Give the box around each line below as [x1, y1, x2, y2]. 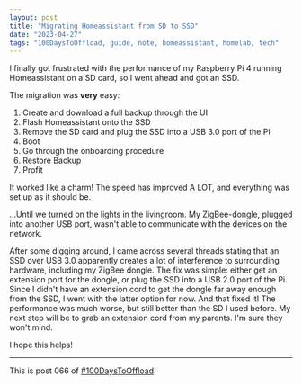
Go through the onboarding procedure [22, 146, 164, 157]
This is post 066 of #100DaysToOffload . [9, 365, 156, 376]
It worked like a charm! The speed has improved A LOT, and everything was [9, 182, 290, 193]
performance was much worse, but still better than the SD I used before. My [9, 303, 291, 314]
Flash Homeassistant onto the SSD [22, 117, 151, 128]
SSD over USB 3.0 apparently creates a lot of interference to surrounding [9, 255, 280, 266]
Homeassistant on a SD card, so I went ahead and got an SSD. [9, 73, 240, 84]
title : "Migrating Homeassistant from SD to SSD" [9, 22, 200, 31]
